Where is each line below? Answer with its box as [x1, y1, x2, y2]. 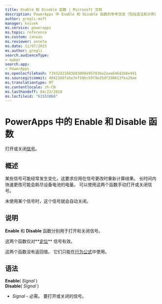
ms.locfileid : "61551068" [5, 94, 58, 99]
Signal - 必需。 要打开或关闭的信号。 [12, 293, 87, 299]
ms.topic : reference [5, 30, 47, 35]
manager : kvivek [5, 21, 38, 26]
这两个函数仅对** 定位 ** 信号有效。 [5, 238, 75, 244]
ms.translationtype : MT [5, 80, 54, 85]
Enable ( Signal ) [5, 278, 38, 283]
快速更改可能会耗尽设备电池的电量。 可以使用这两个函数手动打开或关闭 [5, 182, 148, 187]
